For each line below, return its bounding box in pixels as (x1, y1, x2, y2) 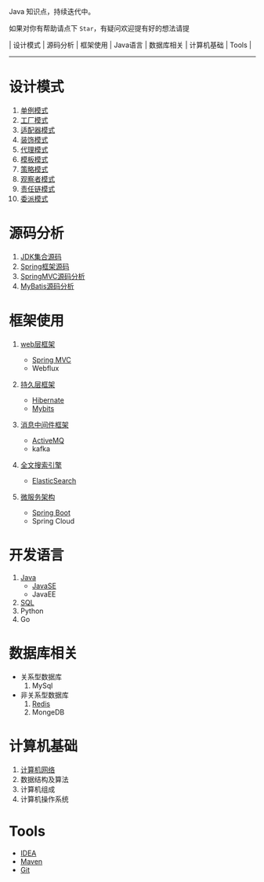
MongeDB (31, 707, 65, 717)
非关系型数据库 (20, 690, 69, 700)
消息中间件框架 (20, 420, 69, 429)
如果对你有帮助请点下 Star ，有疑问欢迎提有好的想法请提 (9, 24, 190, 33)
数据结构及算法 (20, 774, 69, 784)
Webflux (31, 363, 60, 373)
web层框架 (20, 339, 56, 348)
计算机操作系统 (20, 794, 69, 803)
